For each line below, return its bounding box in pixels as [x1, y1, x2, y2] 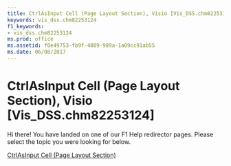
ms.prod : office [7, 36, 54, 43]
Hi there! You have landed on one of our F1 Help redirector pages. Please [7, 130, 214, 138]
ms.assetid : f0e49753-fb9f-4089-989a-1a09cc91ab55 [7, 42, 155, 49]
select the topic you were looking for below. [7, 137, 131, 145]
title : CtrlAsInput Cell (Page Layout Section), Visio [7, 10, 168, 17]
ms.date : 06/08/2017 [7, 49, 67, 56]
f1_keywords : [7, 23, 45, 30]
